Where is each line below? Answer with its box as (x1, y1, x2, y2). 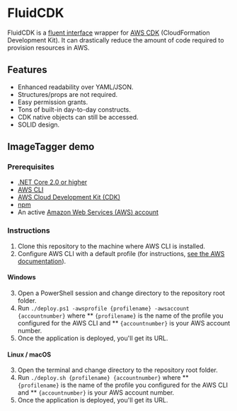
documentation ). (17, 257, 67, 265)
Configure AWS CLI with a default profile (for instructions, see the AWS (17, 249, 225, 257)
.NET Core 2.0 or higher (17, 178, 88, 187)
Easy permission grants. (17, 98, 88, 106)
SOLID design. (17, 120, 60, 129)
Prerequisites (7, 162, 54, 172)
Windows (7, 273, 36, 282)
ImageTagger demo (7, 141, 95, 153)
